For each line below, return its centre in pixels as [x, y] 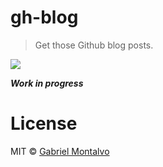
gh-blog [44, 17]
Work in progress [47, 83]
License [44, 123]
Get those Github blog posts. [94, 45]
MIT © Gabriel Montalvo [60, 151]
